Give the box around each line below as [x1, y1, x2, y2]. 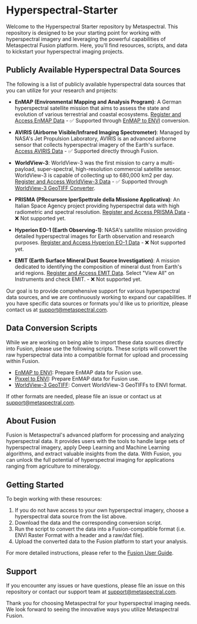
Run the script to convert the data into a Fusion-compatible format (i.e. [14, 525, 186, 532]
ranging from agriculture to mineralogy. [6, 462, 101, 470]
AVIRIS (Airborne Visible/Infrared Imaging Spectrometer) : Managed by [14, 129, 190, 136]
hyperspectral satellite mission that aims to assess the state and [14, 104, 170, 112]
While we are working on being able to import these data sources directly [6, 338, 184, 345]
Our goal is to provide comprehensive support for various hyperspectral [6, 287, 181, 294]
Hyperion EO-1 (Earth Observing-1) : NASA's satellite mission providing [14, 226, 187, 233]
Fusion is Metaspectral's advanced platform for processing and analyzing [6, 431, 184, 438]
